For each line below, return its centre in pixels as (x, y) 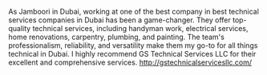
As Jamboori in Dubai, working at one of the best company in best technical (133, 12)
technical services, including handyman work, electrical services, (140, 28)
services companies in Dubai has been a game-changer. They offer (119, 20)
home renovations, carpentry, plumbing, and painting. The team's (116, 37)
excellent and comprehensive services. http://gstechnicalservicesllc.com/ (130, 62)
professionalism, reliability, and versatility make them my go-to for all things (133, 45)
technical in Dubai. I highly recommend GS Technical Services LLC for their (132, 54)
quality (20, 28)
